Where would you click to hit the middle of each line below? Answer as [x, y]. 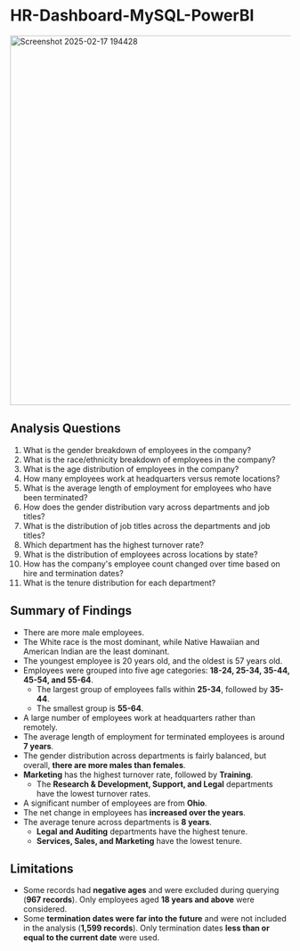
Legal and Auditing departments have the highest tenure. [142, 831]
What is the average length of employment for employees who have [147, 488]
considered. [45, 909]
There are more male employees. [84, 632]
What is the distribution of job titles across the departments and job [146, 525]
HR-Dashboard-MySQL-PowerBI [132, 16]
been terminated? [55, 497]
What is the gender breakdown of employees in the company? [137, 450]
